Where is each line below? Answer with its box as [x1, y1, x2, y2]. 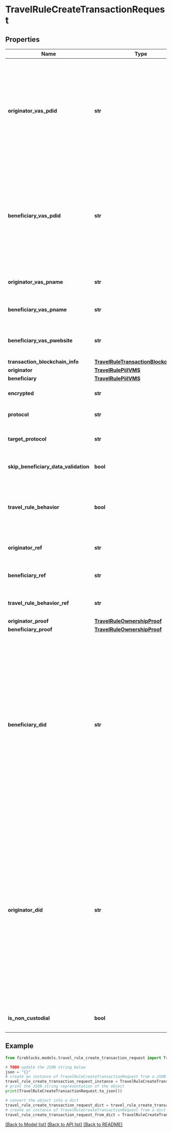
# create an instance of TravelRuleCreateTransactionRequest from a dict [5, 1107, 166, 1112]
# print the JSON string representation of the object [5, 1084, 125, 1089]
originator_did [8, 907, 43, 913]
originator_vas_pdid [8, 107, 57, 114]
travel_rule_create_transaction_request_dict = [5, 1103, 109, 1108]
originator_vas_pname [8, 278, 63, 285]
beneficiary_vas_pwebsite [8, 337, 73, 344]
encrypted [8, 390, 34, 397]
